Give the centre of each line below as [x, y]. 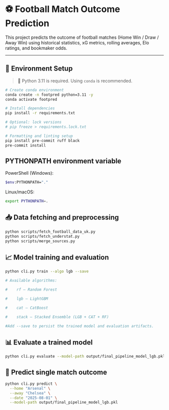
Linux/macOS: [20, 192]
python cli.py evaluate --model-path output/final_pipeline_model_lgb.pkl [85, 357]
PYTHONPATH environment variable [63, 161]
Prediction [27, 23]
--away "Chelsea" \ [30, 393]
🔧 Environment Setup [39, 69]
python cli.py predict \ [31, 384]
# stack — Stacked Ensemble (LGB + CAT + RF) [57, 317]
